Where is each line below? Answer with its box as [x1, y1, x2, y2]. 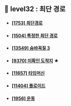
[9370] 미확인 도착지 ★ [11, 57, 59, 63]
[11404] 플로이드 [11, 83, 46, 89]
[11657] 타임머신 [11, 70, 45, 76]
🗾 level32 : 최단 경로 [4, 5, 66, 14]
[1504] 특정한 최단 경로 [11, 32, 58, 39]
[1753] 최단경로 [11, 20, 43, 26]
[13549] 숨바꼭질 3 [11, 45, 50, 51]
